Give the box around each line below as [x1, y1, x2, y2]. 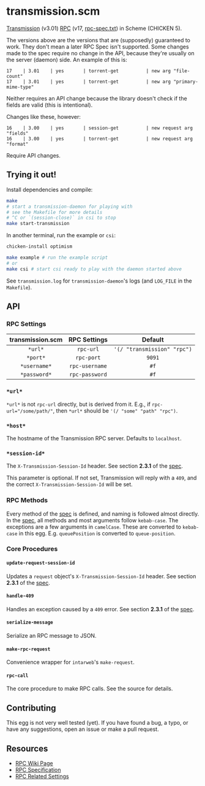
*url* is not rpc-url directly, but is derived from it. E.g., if [6, 400, 151, 408]
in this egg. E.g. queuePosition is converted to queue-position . [18, 529, 176, 537]
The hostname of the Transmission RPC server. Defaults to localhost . [6, 434, 182, 442]
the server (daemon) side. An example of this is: [6, 56, 127, 63]
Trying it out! [6, 170, 57, 180]
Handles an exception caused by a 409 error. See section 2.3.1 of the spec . [6, 605, 195, 612]
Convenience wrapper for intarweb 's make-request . [6, 658, 135, 666]
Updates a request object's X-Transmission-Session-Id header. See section [6, 572, 196, 580]
